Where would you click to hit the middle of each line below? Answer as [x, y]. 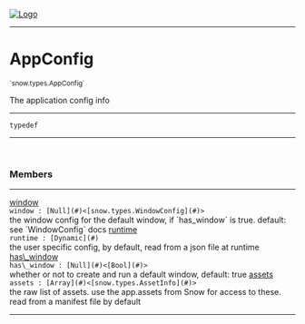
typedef [24, 125]
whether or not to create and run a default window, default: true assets [142, 275]
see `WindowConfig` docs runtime [74, 230]
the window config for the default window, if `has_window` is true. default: [148, 220]
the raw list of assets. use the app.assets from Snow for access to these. [145, 292]
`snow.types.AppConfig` [47, 83]
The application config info [60, 100]
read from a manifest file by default [75, 302]
